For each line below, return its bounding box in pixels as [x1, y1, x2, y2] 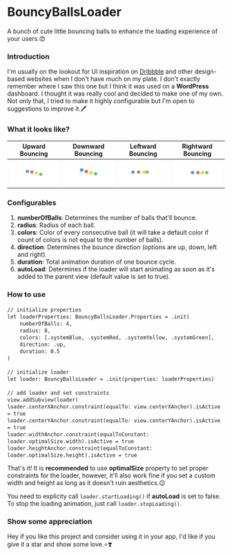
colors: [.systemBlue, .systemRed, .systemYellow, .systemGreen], [19, 334, 215, 341]
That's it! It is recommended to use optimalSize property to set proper [7, 464, 209, 472]
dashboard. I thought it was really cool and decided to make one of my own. [7, 89, 224, 98]
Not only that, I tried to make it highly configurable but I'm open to [7, 97, 195, 105]
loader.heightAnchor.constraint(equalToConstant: [7, 444, 153, 452]
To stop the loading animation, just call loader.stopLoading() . [7, 499, 182, 507]
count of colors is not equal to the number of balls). [17, 236, 164, 244]
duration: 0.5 [19, 347, 60, 355]
